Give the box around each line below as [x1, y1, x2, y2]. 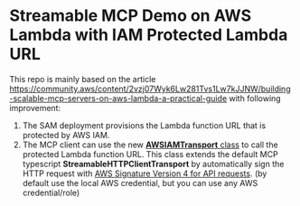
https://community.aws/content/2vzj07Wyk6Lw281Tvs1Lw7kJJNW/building [9, 83, 291, 94]
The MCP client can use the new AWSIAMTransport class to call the [22, 139, 278, 150]
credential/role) [22, 187, 80, 198]
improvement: [9, 102, 61, 113]
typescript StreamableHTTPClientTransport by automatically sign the [22, 158, 285, 169]
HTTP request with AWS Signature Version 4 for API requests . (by [22, 168, 267, 179]
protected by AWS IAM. [22, 129, 110, 140]
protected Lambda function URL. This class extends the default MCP [22, 148, 278, 159]
